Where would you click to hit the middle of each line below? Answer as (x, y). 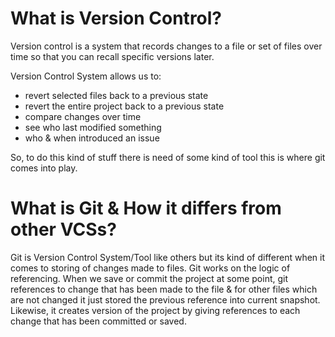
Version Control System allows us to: (86, 76)
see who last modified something (93, 127)
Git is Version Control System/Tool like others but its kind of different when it (168, 257)
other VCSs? (63, 229)
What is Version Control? (116, 18)
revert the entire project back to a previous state (124, 106)
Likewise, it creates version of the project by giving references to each (155, 310)
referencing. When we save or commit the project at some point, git (149, 278)
